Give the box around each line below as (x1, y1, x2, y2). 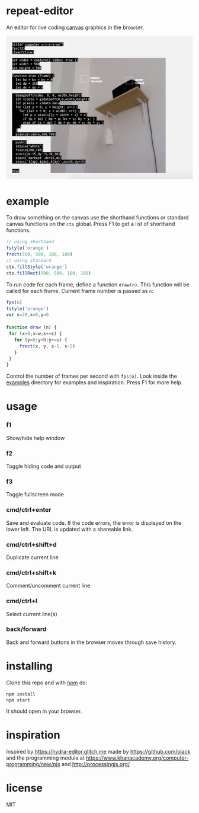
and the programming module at (6, 754, 85, 761)
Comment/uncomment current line (6, 582, 91, 589)
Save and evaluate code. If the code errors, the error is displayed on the (6, 519, 182, 526)
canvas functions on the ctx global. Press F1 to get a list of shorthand (6, 221, 175, 228)
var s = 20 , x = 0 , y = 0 (6, 312, 49, 318)
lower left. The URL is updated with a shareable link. (6, 525, 133, 533)
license (6, 781, 43, 795)
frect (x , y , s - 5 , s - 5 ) (19, 343, 76, 349)
